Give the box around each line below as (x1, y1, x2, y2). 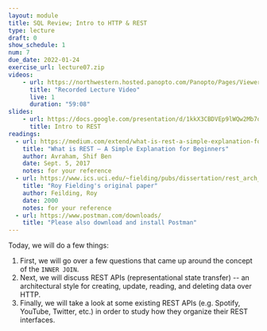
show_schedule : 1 (8, 41, 66, 49)
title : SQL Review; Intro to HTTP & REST (8, 19, 148, 27)
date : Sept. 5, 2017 (22, 160, 91, 168)
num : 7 (8, 49, 30, 56)
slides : (8, 108, 34, 116)
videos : (8, 71, 34, 79)
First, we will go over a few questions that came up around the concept (19, 256, 253, 266)
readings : (8, 130, 41, 138)
